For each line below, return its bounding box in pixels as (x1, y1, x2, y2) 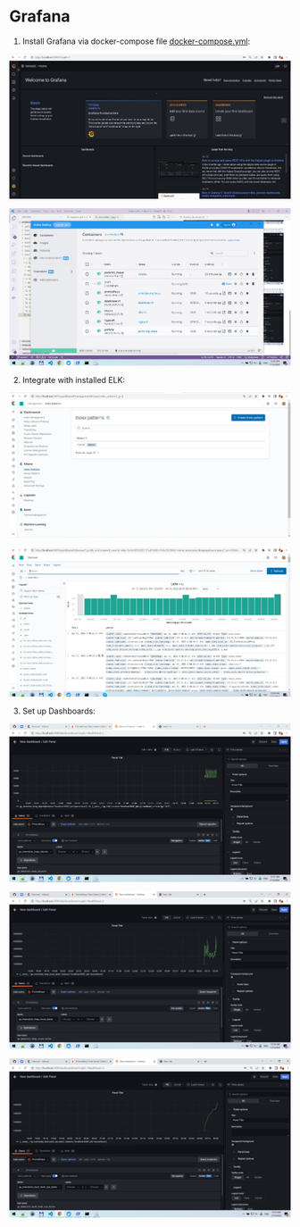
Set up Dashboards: (21, 705, 96, 716)
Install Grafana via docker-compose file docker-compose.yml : (21, 36, 251, 46)
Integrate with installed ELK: (21, 374, 126, 385)
